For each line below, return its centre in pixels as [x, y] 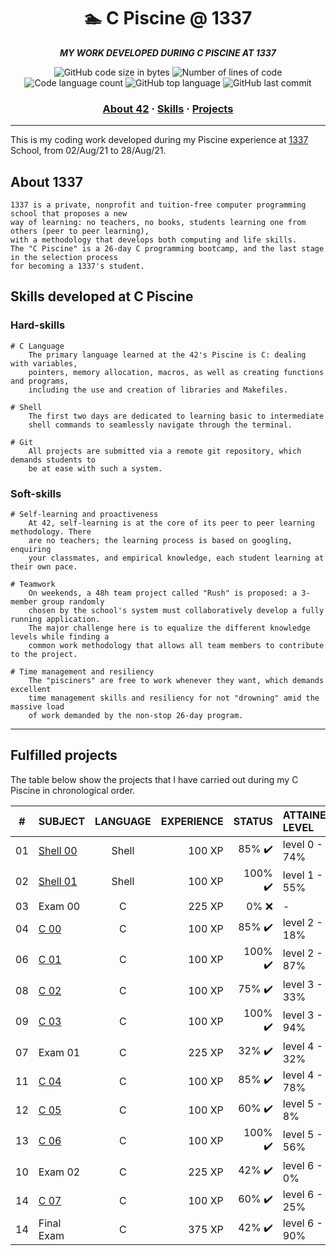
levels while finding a [60, 637]
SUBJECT [62, 821]
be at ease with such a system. [95, 468]
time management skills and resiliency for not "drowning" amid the [174, 698]
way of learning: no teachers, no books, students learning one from [158, 223]
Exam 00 [59, 906]
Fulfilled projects [64, 755]
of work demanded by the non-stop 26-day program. [136, 716]
